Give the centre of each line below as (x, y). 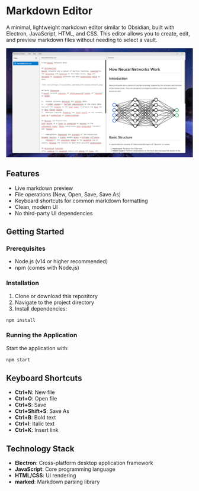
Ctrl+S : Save (31, 405)
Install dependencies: (41, 308)
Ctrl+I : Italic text (35, 424)
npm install (21, 320)
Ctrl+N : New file (35, 392)
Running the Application (42, 335)
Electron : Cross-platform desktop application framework (84, 463)
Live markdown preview (44, 188)
